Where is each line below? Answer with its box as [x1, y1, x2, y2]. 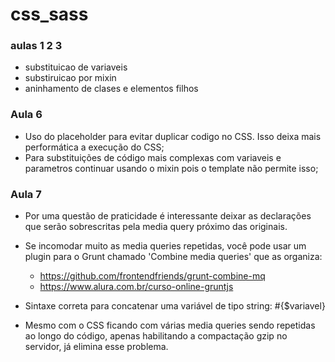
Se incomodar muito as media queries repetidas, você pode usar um [24, 240, 307, 252]
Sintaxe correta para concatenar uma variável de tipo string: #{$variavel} [24, 300, 326, 312]
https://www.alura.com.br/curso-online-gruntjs [39, 281, 234, 293]
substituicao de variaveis [24, 61, 128, 73]
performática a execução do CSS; [24, 141, 165, 153]
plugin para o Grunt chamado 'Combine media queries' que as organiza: [24, 251, 323, 263]
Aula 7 [10, 187, 42, 201]
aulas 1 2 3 [10, 39, 63, 53]
